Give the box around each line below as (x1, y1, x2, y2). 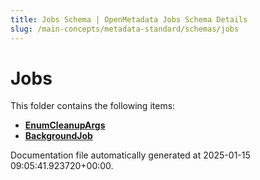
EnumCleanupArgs (24, 119, 106, 131)
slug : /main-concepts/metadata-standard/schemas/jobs (10, 24, 240, 34)
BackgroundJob (24, 130, 93, 142)
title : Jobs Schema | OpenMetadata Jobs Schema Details (10, 14, 248, 25)
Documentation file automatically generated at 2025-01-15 (10, 149, 251, 161)
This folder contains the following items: (10, 100, 176, 112)
